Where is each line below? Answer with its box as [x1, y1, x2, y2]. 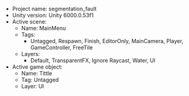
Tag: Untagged [21, 76, 59, 83]
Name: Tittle [21, 70, 52, 77]
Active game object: [12, 63, 63, 70]
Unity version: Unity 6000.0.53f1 [12, 12, 94, 19]
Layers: [21, 50, 40, 57]
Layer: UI [21, 83, 45, 90]
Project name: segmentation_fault [12, 5, 97, 12]
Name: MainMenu [21, 24, 66, 32]
